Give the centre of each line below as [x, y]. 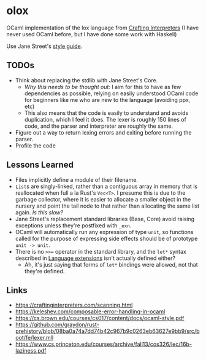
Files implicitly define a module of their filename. [76, 179]
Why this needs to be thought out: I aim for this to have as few [103, 87]
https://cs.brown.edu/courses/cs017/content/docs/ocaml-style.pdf [100, 318]
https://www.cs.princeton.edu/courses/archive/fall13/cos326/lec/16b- [103, 344]
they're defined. [44, 271]
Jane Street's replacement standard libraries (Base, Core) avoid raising [105, 219]
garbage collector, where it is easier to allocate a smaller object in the [103, 199]
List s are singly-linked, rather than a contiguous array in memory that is [106, 186]
